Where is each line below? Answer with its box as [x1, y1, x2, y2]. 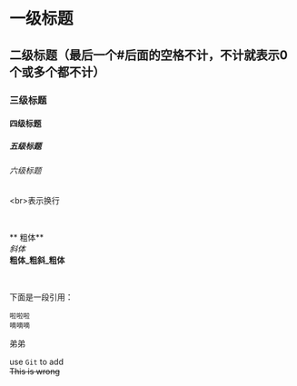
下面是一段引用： [9, 292, 74, 302]
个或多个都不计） [9, 64, 105, 80]
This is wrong [9, 365, 61, 377]
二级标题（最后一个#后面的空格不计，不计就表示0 [9, 47, 288, 63]
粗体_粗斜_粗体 [9, 254, 65, 265]
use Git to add [9, 356, 64, 367]
